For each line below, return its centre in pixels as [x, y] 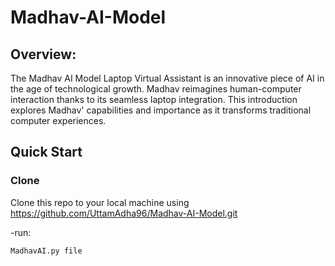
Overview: [43, 54]
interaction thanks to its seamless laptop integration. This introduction [154, 99]
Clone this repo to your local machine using [100, 202]
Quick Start [46, 152]
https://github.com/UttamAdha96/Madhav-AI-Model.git [124, 213]
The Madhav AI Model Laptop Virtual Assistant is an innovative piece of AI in [167, 78]
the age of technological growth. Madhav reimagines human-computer [156, 89]
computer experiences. [58, 120]
